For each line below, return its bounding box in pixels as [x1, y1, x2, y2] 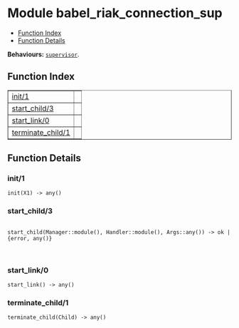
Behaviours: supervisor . [7, 50, 80, 58]
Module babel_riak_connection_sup [7, 5, 223, 21]
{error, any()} [7, 235, 53, 242]
